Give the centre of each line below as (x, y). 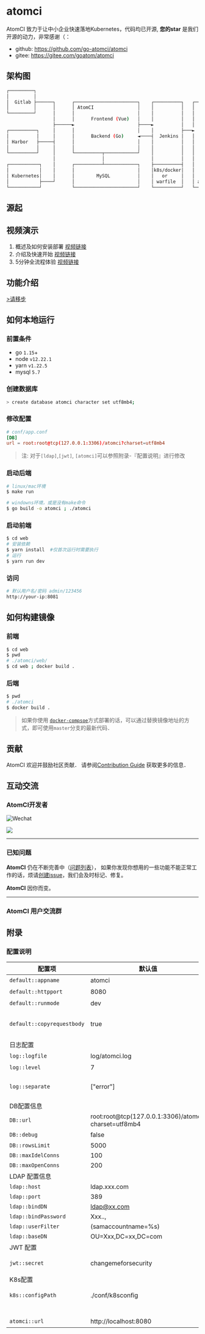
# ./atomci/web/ (27, 661)
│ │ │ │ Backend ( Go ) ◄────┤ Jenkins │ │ (101, 136)
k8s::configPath (33, 1295)
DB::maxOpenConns (34, 1165)
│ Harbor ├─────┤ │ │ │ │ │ (101, 142)
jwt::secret (27, 1263)
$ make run (20, 492)
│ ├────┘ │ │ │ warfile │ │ (101, 182)
